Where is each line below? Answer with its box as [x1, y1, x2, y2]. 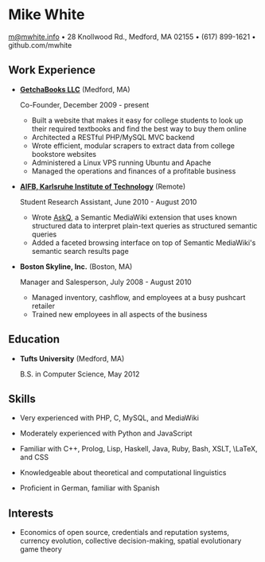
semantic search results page [31, 246, 129, 256]
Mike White [8, 6, 85, 24]
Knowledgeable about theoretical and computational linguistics [19, 468, 227, 478]
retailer [31, 301, 56, 310]
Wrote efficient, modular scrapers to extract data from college [31, 141, 235, 150]
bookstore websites [31, 149, 97, 158]
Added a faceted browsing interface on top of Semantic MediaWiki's [31, 237, 256, 248]
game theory [19, 544, 62, 554]
